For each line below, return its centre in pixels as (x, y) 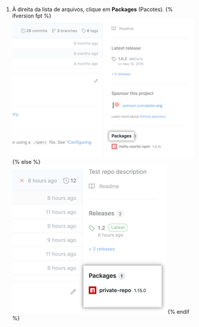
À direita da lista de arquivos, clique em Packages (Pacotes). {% (93, 9)
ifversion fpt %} (31, 16)
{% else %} (26, 162)
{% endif (178, 311)
